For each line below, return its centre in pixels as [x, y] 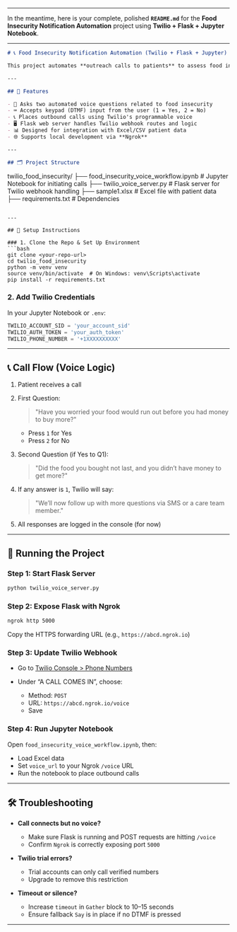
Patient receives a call [49, 385]
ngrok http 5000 [31, 621]
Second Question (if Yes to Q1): [63, 454]
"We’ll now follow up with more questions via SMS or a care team [130, 503]
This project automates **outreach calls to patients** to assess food [115, 65]
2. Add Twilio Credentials [51, 297]
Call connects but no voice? [59, 823]
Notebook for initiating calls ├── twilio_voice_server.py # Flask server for [114, 183]
